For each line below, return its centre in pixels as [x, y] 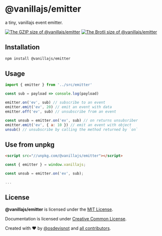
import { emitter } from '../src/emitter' [49, 85]
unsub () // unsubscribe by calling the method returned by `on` [72, 129]
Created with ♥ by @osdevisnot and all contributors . [58, 228]
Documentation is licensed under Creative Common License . [66, 218]
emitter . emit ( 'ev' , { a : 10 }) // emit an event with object [68, 125]
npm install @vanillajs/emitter [38, 59]
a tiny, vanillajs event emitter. [34, 22]
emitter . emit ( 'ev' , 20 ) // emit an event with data [58, 107]
